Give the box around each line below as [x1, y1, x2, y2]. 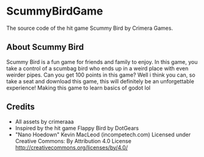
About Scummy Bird [6, 42, 84, 52]
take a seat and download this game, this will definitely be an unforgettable [6, 77, 195, 85]
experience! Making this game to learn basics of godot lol [6, 84, 151, 91]
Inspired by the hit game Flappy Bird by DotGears [15, 124, 139, 131]
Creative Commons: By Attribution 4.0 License [15, 137, 132, 144]
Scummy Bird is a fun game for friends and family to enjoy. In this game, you [6, 58, 198, 65]
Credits [6, 102, 35, 112]
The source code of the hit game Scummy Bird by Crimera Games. [6, 24, 174, 32]
